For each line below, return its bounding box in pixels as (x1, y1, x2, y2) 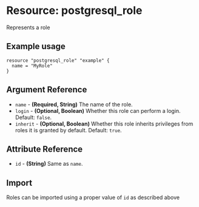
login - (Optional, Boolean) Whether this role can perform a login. (15, 107, 181, 114)
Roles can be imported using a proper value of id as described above (6, 194, 180, 201)
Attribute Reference (6, 144, 83, 154)
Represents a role (6, 24, 50, 31)
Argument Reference (6, 84, 87, 95)
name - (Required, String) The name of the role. (15, 101, 133, 108)
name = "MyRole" (12, 63, 53, 69)
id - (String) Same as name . (15, 160, 83, 168)
